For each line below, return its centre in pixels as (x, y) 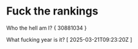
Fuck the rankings (52, 11)
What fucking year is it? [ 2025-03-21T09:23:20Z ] (69, 39)
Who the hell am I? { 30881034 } (47, 28)
